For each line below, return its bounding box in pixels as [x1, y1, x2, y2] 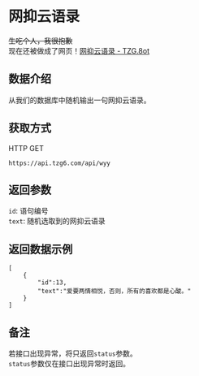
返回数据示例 [8, 242, 73, 256]
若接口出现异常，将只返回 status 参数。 [8, 348, 137, 358]
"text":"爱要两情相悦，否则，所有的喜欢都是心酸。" [37, 287, 192, 296]
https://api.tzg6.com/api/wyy [8, 159, 111, 167]
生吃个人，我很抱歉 [8, 36, 73, 45]
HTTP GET [8, 143, 45, 153]
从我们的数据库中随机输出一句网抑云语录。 [8, 95, 151, 105]
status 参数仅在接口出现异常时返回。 [8, 359, 130, 368]
